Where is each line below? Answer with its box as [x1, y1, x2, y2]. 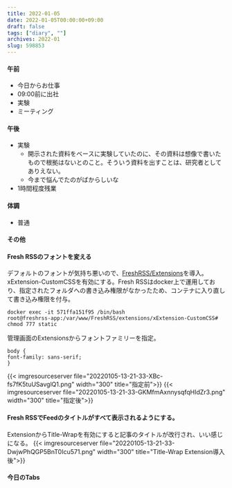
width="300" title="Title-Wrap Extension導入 [96, 447, 225, 455]
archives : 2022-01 [7, 36, 60, 43]
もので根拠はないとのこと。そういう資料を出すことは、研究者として [27, 159, 222, 167]
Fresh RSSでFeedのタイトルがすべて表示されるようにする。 [7, 413, 179, 422]
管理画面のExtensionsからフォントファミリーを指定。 [7, 334, 161, 343]
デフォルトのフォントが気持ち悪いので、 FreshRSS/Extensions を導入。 [7, 269, 208, 278]
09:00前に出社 [17, 90, 60, 98]
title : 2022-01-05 [7, 10, 60, 17]
